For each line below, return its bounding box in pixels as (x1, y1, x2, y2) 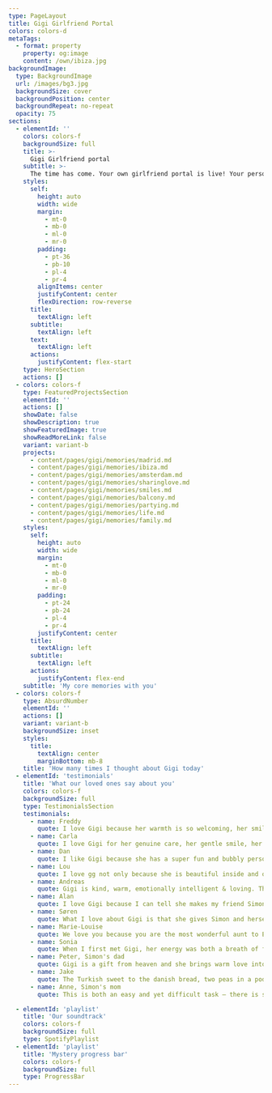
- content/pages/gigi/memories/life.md (29, 508, 164, 517)
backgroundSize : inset (23, 727, 100, 735)
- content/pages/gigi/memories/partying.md (29, 501, 180, 509)
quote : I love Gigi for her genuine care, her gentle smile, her (37, 840, 263, 848)
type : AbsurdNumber (23, 697, 89, 705)
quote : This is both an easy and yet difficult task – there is (37, 990, 259, 998)
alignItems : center (37, 283, 104, 291)
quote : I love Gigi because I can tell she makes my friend (37, 900, 244, 908)
